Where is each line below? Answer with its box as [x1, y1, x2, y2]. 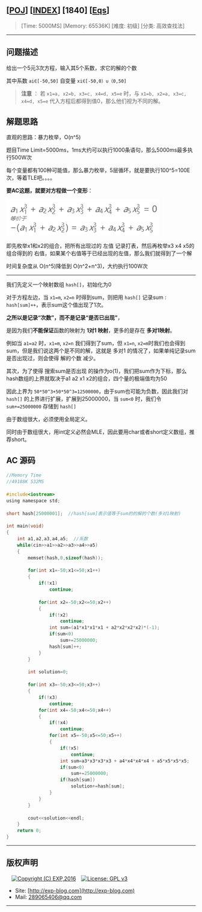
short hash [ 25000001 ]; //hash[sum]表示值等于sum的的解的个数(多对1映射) [6, 510, 182, 517]
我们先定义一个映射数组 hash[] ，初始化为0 [6, 281, 112, 288]
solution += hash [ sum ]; [70, 783, 125, 789]
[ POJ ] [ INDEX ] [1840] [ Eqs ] [6, 5, 110, 16]
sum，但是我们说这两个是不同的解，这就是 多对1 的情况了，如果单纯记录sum [6, 347, 196, 354]
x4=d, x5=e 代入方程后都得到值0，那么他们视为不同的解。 [20, 97, 164, 105]
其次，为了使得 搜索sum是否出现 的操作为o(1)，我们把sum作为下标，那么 [6, 368, 188, 375]
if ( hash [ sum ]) [60, 777, 96, 783]
